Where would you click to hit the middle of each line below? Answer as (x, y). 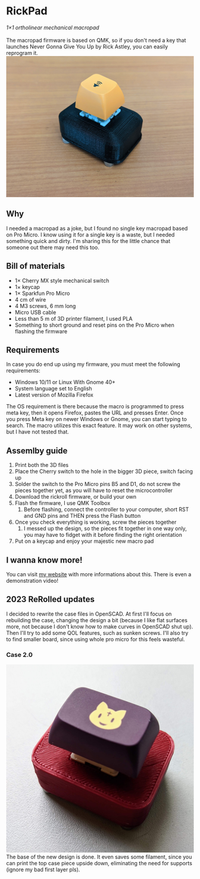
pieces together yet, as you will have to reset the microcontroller (94, 490)
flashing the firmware (41, 331)
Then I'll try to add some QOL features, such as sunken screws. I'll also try (97, 633)
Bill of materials (36, 266)
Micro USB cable (35, 312)
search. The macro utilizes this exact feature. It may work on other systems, (99, 426)
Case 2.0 (19, 654)
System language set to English (53, 389)
